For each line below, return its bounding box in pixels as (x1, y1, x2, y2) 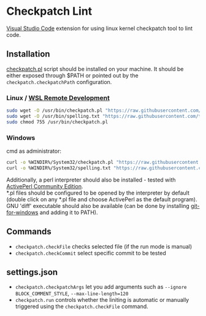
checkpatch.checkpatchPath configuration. (6, 78, 112, 85)
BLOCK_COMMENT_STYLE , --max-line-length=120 (15, 290, 129, 297)
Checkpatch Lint (6, 4, 93, 18)
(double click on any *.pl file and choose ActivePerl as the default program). (6, 195, 197, 203)
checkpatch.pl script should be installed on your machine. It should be (6, 65, 184, 72)
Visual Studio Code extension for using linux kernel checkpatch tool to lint (6, 25, 193, 32)
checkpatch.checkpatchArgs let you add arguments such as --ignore (15, 283, 187, 291)
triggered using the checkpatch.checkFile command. (15, 303, 148, 310)
